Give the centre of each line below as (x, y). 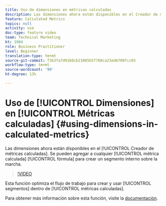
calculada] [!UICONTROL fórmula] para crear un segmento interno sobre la (81, 158)
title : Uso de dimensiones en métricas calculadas (58, 10)
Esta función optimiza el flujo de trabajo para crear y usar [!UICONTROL (78, 183)
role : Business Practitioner (35, 47)
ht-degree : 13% (21, 74)
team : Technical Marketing (33, 38)
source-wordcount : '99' (30, 70)
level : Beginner (22, 51)
